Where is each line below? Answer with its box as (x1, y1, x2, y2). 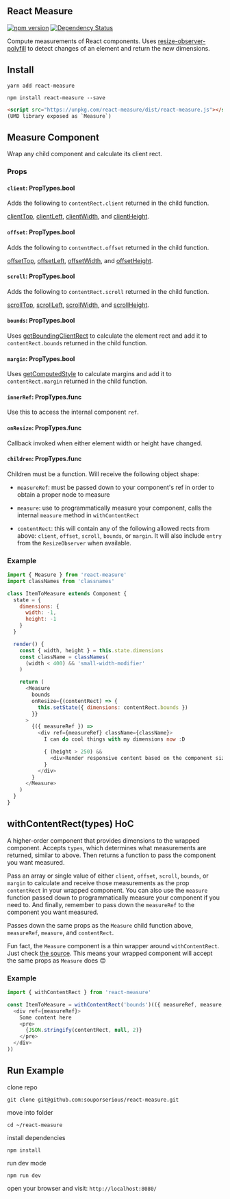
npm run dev (7, 1172, 41, 1179)
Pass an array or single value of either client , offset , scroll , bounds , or (7, 872, 209, 880)
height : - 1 (25, 616, 57, 623)
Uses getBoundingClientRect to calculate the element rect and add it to (7, 332, 207, 340)
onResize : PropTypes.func (7, 423, 82, 432)
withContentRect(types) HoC (7, 818, 134, 830)
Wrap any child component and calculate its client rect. (7, 150, 162, 158)
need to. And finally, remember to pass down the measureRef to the (7, 900, 195, 908)
